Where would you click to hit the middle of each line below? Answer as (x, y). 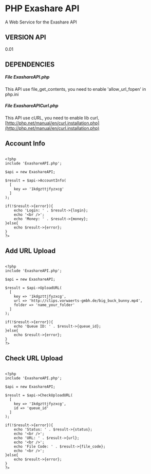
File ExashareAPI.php (27, 77)
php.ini (12, 94)
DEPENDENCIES (30, 65)
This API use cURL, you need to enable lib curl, (52, 118)
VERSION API (26, 37)
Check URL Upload (34, 359)
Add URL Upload (30, 251)
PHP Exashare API (42, 9)
